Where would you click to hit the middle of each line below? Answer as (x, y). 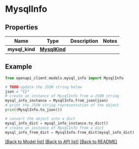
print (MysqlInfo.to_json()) (34, 110)
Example (19, 67)
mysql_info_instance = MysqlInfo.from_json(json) (57, 101)
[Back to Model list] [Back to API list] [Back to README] (61, 142)
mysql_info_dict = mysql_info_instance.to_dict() (57, 123)
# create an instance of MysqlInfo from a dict (55, 128)
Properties (22, 27)
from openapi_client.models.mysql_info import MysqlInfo (64, 78)
